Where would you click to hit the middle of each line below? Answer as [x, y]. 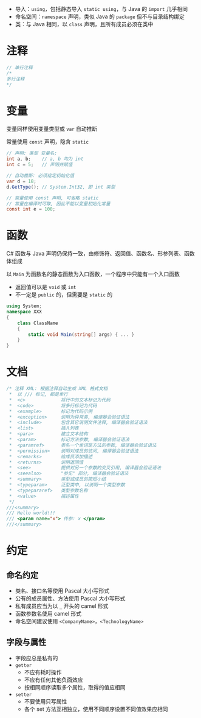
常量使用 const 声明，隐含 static [48, 142]
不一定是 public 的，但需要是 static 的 [64, 295]
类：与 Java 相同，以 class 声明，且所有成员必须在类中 [84, 24]
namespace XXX [24, 312]
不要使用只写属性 [46, 701]
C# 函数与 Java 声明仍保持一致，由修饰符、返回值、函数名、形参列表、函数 [101, 254]
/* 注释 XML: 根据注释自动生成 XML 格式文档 [57, 389]
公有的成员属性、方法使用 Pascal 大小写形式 [70, 598]
